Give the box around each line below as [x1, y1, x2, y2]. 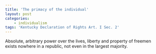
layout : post [5, 12, 32, 16]
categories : [5, 16, 29, 21]
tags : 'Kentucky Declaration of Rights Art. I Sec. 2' [5, 25, 120, 30]
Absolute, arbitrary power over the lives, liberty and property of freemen [5, 38, 151, 44]
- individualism [14, 20, 48, 26]
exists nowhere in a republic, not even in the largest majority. [5, 43, 128, 49]
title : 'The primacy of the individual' [5, 7, 89, 12]
